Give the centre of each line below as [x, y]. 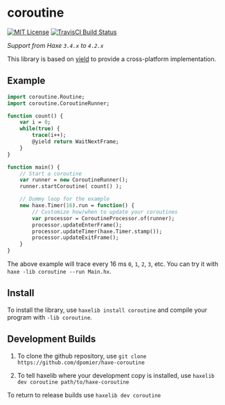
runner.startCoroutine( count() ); [71, 187]
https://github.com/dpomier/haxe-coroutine [81, 363]
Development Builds [52, 339]
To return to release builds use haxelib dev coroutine [84, 395]
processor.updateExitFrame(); [75, 238]
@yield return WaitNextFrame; [75, 142]
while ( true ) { [40, 129]
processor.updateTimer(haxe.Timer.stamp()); [97, 231]
